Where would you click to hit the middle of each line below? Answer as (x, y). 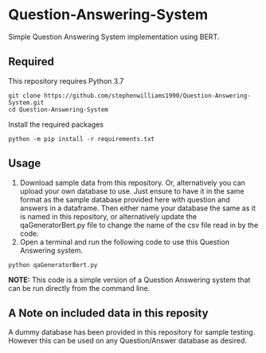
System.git (26, 102)
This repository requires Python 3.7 (66, 80)
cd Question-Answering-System (59, 109)
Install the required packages (56, 124)
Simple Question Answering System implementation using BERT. (114, 37)
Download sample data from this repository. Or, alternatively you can (132, 182)
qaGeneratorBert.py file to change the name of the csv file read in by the (139, 225)
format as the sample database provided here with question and (125, 199)
